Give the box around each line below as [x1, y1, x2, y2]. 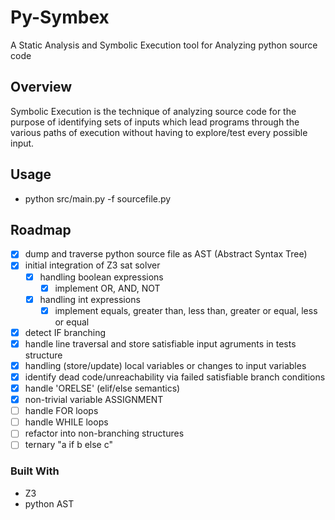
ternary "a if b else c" [24, 439, 113, 451]
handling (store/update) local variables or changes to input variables [24, 359, 307, 371]
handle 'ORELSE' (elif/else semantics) [24, 382, 181, 394]
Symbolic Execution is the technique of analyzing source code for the [10, 105, 297, 117]
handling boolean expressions [39, 271, 164, 283]
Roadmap [10, 221, 72, 238]
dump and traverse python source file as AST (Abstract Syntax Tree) [24, 248, 308, 260]
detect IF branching [24, 326, 107, 338]
